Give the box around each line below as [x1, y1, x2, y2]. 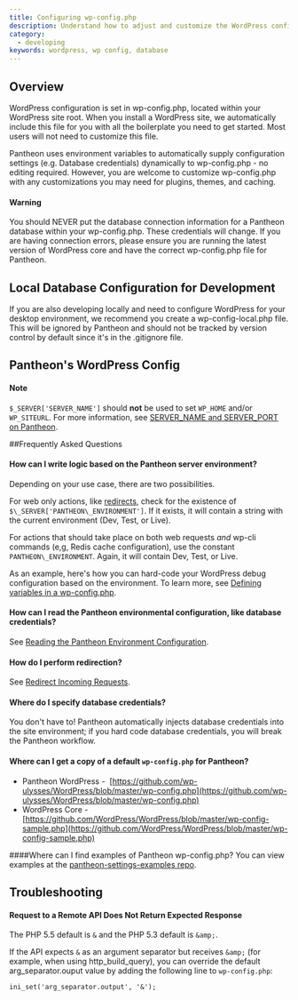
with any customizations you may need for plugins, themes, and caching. [9, 176, 277, 187]
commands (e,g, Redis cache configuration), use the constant [9, 541, 235, 552]
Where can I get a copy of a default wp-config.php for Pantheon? [9, 756, 249, 766]
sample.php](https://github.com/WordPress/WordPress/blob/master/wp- [21, 823, 288, 834]
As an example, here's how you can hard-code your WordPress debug [9, 568, 266, 579]
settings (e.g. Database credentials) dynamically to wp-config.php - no [9, 157, 269, 168]
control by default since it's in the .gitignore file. [9, 332, 184, 342]
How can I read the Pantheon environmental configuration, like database [9, 607, 282, 618]
